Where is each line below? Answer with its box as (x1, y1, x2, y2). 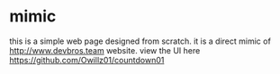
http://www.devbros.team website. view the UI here (9, 45, 201, 55)
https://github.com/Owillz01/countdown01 (9, 54, 165, 65)
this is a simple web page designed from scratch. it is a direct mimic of (9, 36, 272, 46)
